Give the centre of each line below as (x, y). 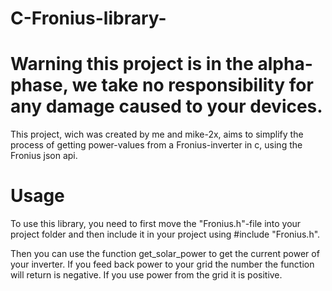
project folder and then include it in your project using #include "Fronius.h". (165, 234)
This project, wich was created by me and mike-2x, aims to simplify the (157, 134)
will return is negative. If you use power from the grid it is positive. (146, 275)
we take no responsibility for (192, 85)
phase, (39, 85)
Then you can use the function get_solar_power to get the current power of (165, 254)
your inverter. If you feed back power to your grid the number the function (162, 264)
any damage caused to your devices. (166, 106)
